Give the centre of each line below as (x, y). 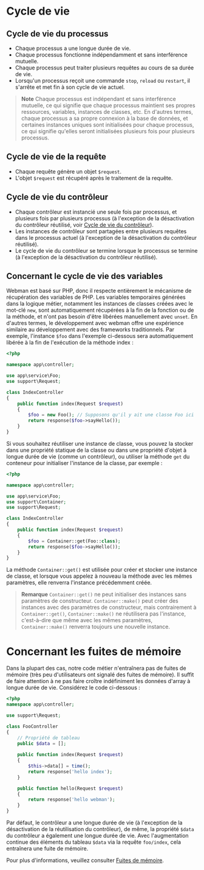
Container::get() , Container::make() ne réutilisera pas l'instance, (104, 614)
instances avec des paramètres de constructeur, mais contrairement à (109, 608)
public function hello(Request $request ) (70, 788)
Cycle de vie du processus (57, 34)
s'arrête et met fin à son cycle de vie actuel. (70, 87)
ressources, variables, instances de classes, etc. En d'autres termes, (107, 112)
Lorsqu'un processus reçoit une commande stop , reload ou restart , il (102, 81)
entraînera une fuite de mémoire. (47, 848)
